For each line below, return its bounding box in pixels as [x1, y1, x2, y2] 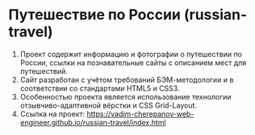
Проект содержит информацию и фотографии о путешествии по [19, 49, 243, 59]
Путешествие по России [8, 6, 182, 24]
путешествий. [19, 66, 69, 76]
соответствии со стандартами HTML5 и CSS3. [19, 83, 180, 93]
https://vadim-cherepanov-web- [86, 108, 194, 118]
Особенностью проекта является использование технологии [19, 92, 232, 101]
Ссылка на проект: [19, 108, 86, 118]
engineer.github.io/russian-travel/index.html [19, 117, 167, 127]
